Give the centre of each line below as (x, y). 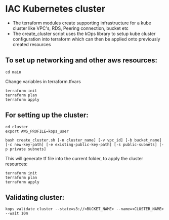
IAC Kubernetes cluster (55, 9)
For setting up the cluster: (47, 115)
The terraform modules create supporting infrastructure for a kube (82, 23)
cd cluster (17, 127)
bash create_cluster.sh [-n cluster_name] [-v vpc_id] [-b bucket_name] (83, 140)
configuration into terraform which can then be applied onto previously (86, 39)
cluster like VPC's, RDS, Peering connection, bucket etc (71, 28)
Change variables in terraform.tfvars (43, 81)
